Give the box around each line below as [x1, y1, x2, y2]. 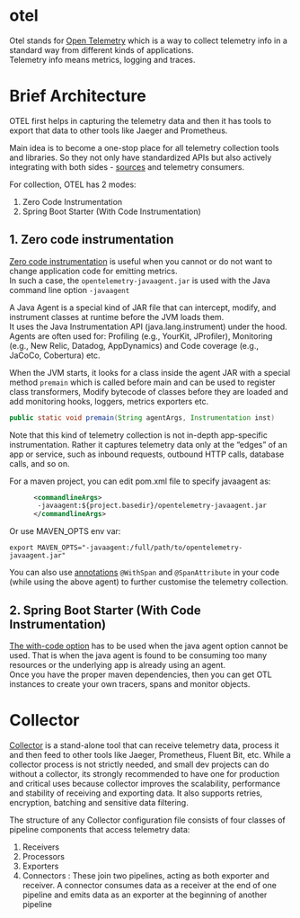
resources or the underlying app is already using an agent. [9, 660, 226, 670]
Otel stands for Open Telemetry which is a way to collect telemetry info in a [9, 35, 287, 46]
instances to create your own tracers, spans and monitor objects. [9, 679, 251, 689]
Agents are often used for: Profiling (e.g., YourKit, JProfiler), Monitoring [9, 330, 273, 342]
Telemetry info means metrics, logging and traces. [9, 54, 196, 65]
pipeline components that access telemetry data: [9, 824, 190, 834]
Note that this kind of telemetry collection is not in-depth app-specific [9, 429, 268, 441]
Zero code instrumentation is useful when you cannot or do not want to [9, 255, 273, 266]
